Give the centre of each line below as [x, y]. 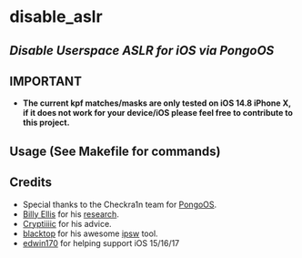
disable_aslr [56, 17]
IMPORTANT [45, 81]
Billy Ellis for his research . [71, 214]
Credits [31, 183]
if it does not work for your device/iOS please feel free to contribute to [158, 113]
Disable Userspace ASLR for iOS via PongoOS [142, 51]
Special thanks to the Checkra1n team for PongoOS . [120, 204]
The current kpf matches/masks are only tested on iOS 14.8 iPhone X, [156, 103]
